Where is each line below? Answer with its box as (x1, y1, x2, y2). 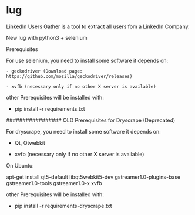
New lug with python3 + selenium (6, 34, 88, 41)
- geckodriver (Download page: (6, 68, 83, 74)
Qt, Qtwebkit (14, 139, 46, 146)
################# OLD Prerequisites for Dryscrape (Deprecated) (6, 117, 176, 124)
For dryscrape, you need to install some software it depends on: (6, 128, 161, 135)
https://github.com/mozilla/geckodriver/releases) (6, 73, 133, 79)
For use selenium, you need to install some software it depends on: (6, 57, 169, 64)
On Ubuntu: (6, 162, 34, 169)
